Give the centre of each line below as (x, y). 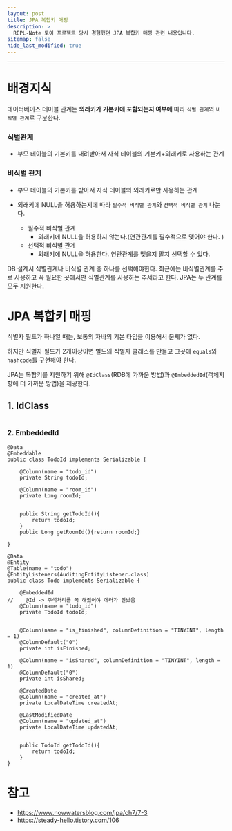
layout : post (26, 13)
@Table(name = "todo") (40, 568)
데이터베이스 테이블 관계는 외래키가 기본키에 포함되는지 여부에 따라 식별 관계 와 (111, 109)
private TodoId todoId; (54, 612)
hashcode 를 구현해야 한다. (42, 360)
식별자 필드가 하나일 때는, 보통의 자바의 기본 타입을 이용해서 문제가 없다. (104, 337)
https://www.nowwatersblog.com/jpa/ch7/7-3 (82, 812)
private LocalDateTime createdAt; (69, 703)
